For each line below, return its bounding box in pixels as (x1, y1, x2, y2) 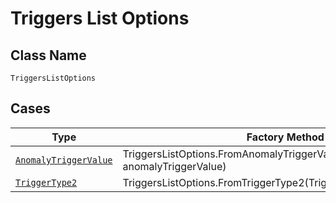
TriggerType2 (15, 177, 78, 188)
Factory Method (246, 130, 325, 144)
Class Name (10, 47, 87, 64)
